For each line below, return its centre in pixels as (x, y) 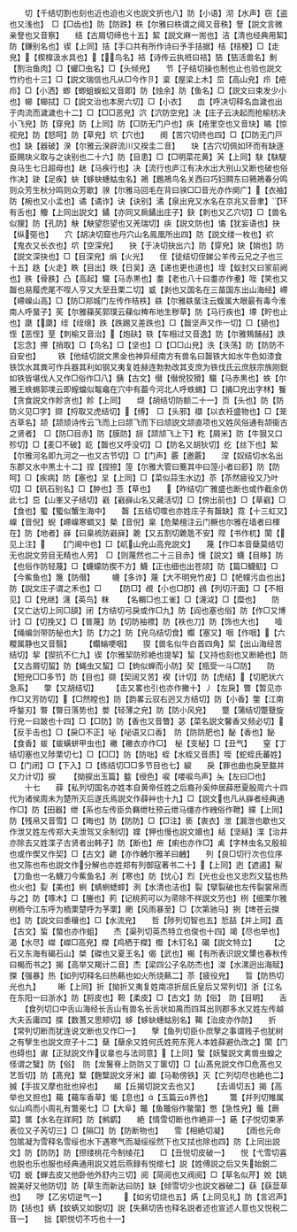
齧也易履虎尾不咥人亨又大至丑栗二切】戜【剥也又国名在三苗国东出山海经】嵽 (148, 289)
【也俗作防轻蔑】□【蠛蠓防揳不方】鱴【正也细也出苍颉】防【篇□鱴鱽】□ (144, 566)
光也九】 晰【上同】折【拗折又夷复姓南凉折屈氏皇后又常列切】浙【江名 (146, 986)
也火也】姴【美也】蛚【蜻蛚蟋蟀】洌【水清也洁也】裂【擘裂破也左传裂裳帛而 (148, 887)
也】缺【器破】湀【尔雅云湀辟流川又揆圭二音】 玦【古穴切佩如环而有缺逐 (147, 146)
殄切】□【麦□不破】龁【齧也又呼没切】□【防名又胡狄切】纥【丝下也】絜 (144, 444)
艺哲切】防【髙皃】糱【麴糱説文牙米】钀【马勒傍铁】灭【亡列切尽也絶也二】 (148, 1075)
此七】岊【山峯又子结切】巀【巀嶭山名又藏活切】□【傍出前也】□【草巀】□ (148, 500)
